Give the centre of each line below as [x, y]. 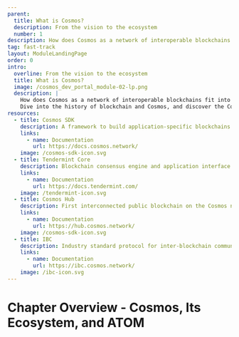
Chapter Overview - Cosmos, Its [104, 307]
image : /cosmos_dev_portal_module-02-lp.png [81, 87]
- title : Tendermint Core [52, 160]
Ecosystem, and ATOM [76, 322]
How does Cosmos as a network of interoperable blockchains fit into [126, 100]
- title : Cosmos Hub [44, 199]
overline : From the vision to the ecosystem [81, 73]
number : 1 [28, 34]
